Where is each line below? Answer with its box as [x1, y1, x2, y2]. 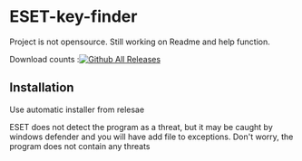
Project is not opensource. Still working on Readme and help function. [9, 36, 270, 47]
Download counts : [9, 53, 80, 64]
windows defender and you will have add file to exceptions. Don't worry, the [9, 131, 294, 142]
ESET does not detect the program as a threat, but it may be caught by [9, 121, 274, 132]
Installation [9, 80, 74, 96]
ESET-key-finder [9, 6, 138, 27]
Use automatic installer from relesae [9, 104, 145, 115]
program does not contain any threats [9, 140, 151, 151]
